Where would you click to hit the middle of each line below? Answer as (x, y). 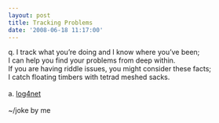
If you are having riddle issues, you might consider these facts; (110, 69)
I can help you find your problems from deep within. (92, 60)
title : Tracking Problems (50, 23)
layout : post (29, 15)
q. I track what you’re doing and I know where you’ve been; (104, 52)
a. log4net (25, 94)
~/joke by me (29, 110)
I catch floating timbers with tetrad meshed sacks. (89, 77)
